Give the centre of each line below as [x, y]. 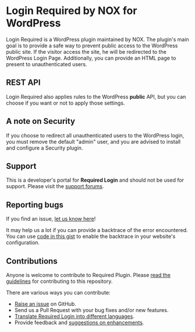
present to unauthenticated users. [47, 64]
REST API [23, 83]
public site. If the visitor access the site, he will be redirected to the [86, 51]
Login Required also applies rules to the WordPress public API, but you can [96, 96]
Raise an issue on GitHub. [45, 304]
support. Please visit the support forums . [55, 186]
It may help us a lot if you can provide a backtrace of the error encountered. [97, 230]
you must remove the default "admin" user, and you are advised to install [93, 141]
